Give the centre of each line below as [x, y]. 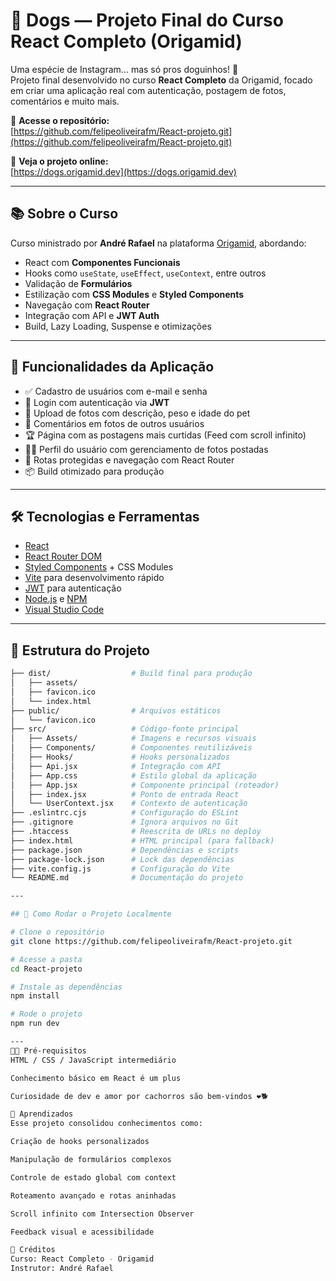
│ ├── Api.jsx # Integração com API [116, 766]
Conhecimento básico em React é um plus [96, 1078]
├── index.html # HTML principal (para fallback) [142, 840]
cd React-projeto [46, 969]
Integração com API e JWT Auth [92, 315]
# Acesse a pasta [46, 959]
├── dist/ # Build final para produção [131, 674]
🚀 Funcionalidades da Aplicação [112, 367]
